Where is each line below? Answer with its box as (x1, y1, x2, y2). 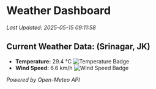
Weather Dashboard (6, 4, 111, 18)
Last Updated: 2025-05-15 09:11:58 (6, 24, 96, 31)
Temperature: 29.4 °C (15, 57, 72, 65)
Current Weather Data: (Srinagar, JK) (6, 41, 151, 52)
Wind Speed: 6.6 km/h (15, 64, 73, 71)
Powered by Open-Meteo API (6, 76, 81, 83)
